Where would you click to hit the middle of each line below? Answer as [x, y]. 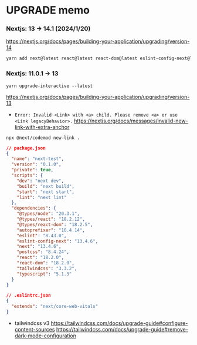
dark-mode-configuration [45, 336]
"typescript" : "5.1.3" [44, 274]
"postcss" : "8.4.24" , [43, 252]
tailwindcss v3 [32, 323]
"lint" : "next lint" [42, 197]
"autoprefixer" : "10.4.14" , [51, 230]
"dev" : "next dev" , [40, 181]
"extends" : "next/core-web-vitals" [55, 307]
